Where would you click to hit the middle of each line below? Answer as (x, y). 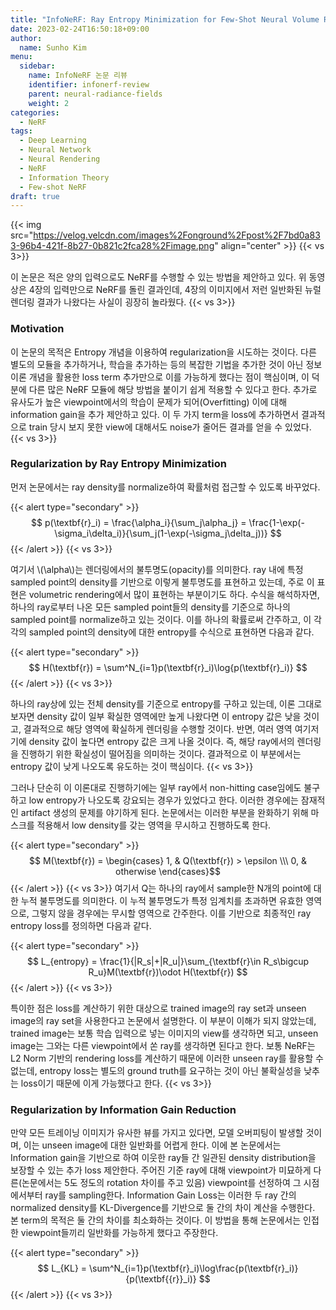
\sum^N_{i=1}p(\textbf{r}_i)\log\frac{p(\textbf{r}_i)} (193, 1268)
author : (26, 38)
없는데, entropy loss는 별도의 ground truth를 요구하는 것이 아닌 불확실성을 (156, 1070)
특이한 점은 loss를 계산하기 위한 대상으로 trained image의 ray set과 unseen (158, 1008)
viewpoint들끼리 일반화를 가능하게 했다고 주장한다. (119, 1233)
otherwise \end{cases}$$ (168, 871)
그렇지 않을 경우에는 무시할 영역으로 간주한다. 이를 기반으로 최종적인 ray (171, 913)
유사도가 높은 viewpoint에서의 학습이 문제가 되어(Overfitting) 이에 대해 (149, 402)
